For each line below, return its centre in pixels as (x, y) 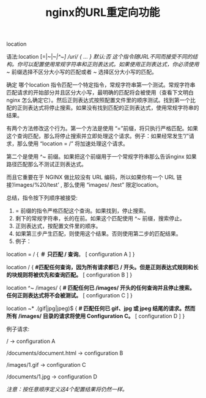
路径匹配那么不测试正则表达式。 (46, 164)
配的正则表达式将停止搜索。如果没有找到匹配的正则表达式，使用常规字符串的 (103, 108)
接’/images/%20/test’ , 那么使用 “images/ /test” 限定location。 (84, 185)
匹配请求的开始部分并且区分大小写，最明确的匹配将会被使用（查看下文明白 (100, 93)
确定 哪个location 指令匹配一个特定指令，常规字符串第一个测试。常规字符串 (101, 85)
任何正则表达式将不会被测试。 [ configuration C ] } (69, 295)
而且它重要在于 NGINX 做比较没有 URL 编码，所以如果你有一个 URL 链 (94, 177)
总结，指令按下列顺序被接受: (42, 198)
